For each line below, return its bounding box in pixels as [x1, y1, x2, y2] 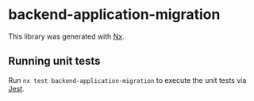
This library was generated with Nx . [8, 32, 125, 41]
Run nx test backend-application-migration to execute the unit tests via [8, 75, 247, 84]
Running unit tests [8, 54, 101, 68]
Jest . [8, 84, 25, 93]
